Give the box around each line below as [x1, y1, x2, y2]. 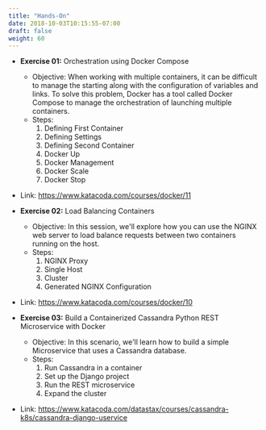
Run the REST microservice [44, 380, 135, 390]
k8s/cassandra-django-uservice [19, 413, 127, 423]
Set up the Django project [44, 372, 130, 382]
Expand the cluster [44, 389, 107, 399]
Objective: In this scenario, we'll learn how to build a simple [31, 337, 230, 347]
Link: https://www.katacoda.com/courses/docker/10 [19, 298, 193, 307]
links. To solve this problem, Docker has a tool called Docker [31, 90, 233, 99]
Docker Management [44, 158, 114, 168]
